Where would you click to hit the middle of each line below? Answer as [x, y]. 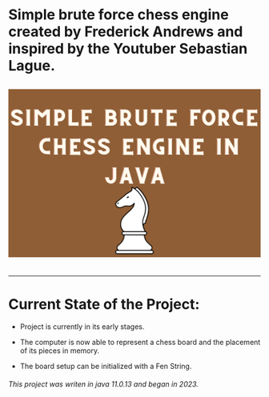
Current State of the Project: [104, 305]
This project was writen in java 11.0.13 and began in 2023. [103, 384]
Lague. [32, 66]
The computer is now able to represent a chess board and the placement [140, 342]
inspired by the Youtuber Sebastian [128, 49]
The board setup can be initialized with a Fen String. [106, 366]
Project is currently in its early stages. [82, 327]
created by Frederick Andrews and [126, 32]
